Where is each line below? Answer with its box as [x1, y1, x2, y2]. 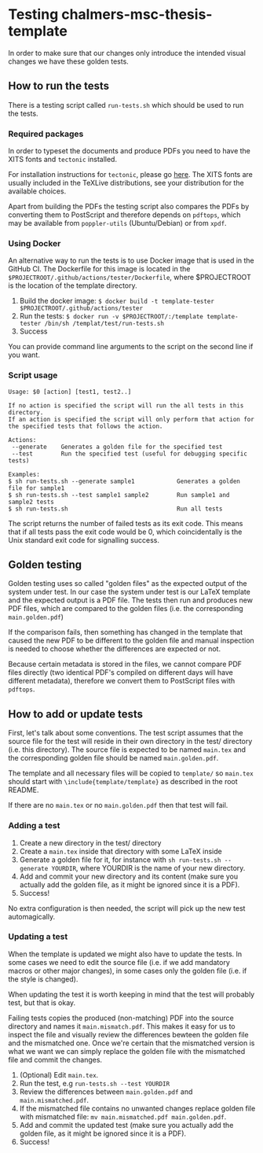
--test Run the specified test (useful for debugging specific [11, 450, 247, 458]
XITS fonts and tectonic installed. [8, 155, 118, 164]
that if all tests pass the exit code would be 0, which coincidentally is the [8, 527, 243, 536]
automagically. [8, 912, 56, 921]
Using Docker [8, 238, 61, 249]
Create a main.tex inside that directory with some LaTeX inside [19, 846, 222, 856]
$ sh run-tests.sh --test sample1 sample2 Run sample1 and [8, 491, 230, 499]
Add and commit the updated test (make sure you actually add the [19, 1120, 234, 1129]
